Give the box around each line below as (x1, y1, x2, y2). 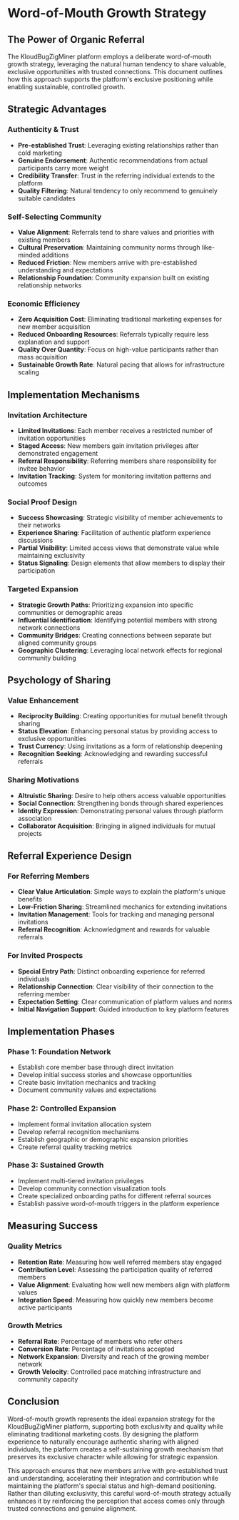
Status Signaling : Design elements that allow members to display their (17, 558, 225, 568)
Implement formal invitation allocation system (17, 1120, 152, 1128)
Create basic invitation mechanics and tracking (17, 1078, 156, 1087)
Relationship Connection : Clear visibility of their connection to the (17, 982, 214, 991)
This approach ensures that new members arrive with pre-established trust (7, 1466, 228, 1474)
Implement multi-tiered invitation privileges (17, 1176, 144, 1185)
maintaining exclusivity (17, 551, 86, 560)
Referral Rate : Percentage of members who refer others (17, 1337, 183, 1345)
